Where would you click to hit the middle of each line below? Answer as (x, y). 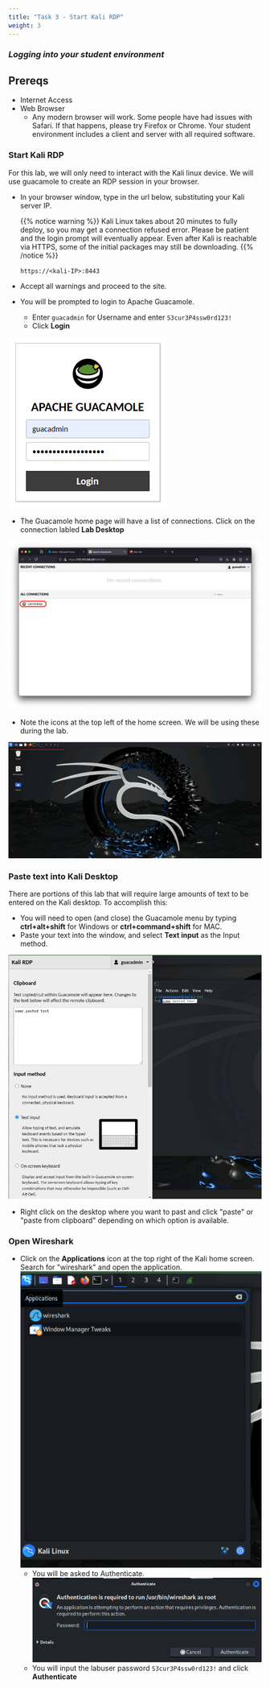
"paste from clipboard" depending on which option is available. (124, 1220)
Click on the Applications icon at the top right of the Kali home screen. (137, 1258)
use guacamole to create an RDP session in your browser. (104, 181)
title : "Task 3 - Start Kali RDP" (66, 17)
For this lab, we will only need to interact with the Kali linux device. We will (131, 172)
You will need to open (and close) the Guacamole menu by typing (128, 918)
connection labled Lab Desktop (72, 529)
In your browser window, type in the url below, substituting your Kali (132, 196)
